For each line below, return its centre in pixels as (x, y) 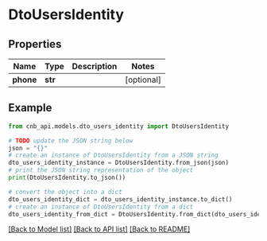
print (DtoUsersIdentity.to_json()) (67, 178)
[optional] (143, 80)
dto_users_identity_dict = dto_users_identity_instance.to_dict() (120, 199)
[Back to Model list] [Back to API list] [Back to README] (99, 229)
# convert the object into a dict (66, 192)
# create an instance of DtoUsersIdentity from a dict (101, 207)
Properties (35, 44)
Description (95, 66)
